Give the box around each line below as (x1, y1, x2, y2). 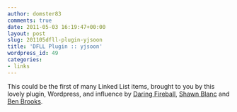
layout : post (7, 30, 46, 37)
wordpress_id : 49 (7, 50, 59, 57)
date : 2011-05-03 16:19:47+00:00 (7, 23, 106, 30)
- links (7, 63, 30, 70)
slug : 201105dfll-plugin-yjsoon (7, 37, 103, 44)
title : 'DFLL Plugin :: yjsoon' (7, 43, 103, 50)
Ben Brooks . (7, 97, 43, 106)
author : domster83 (7, 10, 62, 18)
